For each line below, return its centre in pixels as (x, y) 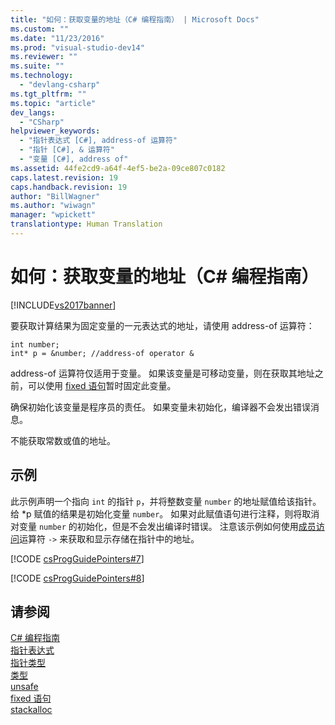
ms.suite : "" (37, 66)
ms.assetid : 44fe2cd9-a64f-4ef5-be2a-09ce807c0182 (118, 168)
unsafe (24, 687)
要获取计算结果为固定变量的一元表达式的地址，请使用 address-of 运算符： (162, 325)
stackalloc (31, 710)
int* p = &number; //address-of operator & (102, 353)
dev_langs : (33, 112)
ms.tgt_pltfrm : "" (48, 94)
